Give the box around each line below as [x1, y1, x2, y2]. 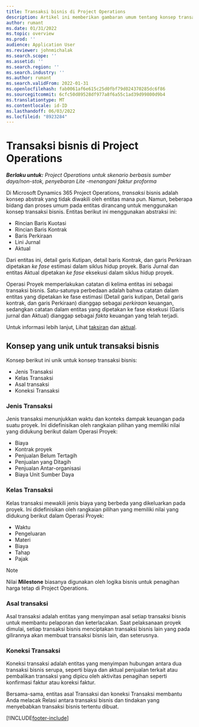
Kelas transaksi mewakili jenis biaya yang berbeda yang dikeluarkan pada [6, 500, 185, 507]
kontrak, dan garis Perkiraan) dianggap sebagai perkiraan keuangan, [6, 299, 174, 306]
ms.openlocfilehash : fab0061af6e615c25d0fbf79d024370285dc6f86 [6, 86, 166, 92]
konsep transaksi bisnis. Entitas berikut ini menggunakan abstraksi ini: [6, 208, 177, 216]
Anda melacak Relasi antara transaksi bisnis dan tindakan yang [6, 697, 160, 704]
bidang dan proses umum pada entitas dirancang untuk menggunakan [6, 202, 178, 209]
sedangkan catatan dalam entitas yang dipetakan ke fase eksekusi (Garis [6, 306, 185, 313]
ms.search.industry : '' [6, 69, 65, 75]
